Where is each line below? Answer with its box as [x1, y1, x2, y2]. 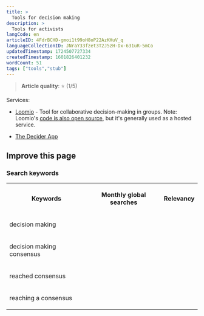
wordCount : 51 [6, 60, 42, 66]
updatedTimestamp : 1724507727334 [6, 49, 91, 55]
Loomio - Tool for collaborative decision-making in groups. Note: [15, 108, 177, 115]
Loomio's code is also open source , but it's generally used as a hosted [15, 115, 192, 122]
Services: [6, 97, 30, 104]
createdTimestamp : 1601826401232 [6, 54, 91, 60]
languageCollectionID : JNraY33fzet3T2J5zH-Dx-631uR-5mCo [6, 43, 154, 49]
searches [110, 198, 138, 207]
